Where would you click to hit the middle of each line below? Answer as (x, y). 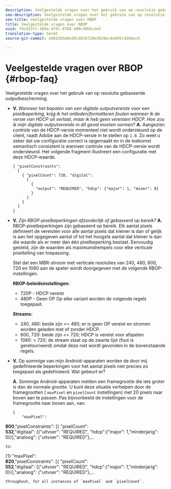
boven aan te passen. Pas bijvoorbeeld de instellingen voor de (78, 397)
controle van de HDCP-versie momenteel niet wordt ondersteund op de (87, 130)
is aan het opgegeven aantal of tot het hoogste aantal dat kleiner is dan (87, 236)
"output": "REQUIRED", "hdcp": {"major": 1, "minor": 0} (97, 188)
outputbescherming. (27, 98)
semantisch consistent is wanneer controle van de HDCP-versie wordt (86, 146)
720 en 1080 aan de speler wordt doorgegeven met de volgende (80, 268)
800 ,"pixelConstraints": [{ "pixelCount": (47, 426)
